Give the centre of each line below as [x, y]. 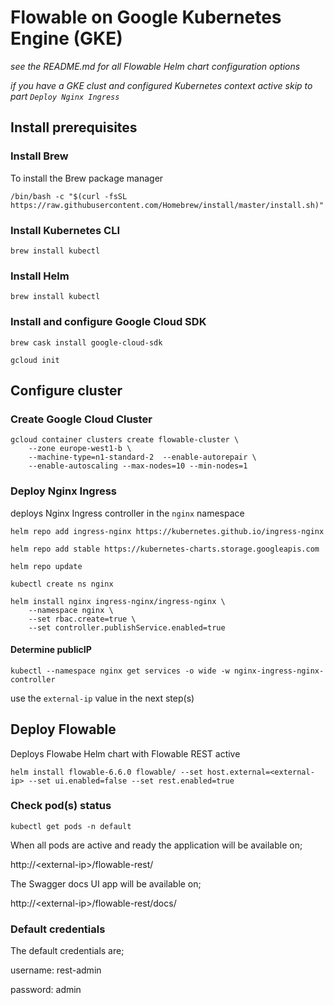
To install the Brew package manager [87, 178]
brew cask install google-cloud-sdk [86, 342]
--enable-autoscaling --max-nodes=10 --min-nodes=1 [138, 466]
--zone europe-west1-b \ [80, 449]
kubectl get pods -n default [71, 826]
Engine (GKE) [66, 38]
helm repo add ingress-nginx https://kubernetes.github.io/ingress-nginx [167, 531]
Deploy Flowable [63, 729]
